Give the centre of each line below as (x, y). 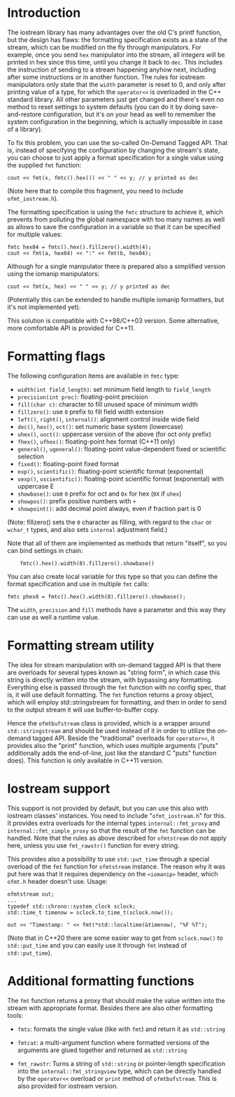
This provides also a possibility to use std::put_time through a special (108, 859)
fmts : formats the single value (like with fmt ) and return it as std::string (121, 1029)
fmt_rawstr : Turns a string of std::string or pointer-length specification (121, 1063)
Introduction (44, 13)
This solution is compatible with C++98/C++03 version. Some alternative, (113, 320)
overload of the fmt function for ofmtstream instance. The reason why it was (116, 866)
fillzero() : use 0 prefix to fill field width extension (91, 411)
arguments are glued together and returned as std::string (102, 1050)
